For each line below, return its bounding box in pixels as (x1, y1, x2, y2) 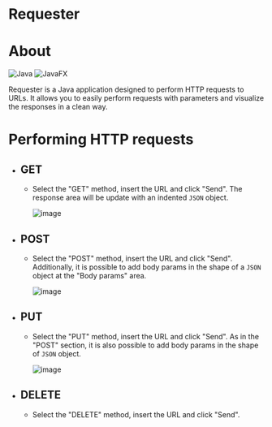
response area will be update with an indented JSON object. (32, 192, 229, 203)
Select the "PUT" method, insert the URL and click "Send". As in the (32, 331, 260, 341)
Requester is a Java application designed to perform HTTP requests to (8, 84, 244, 94)
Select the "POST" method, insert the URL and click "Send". (32, 253, 233, 263)
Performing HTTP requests (8, 131, 194, 149)
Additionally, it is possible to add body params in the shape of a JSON (32, 261, 261, 272)
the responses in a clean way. (8, 102, 108, 112)
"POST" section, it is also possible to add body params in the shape (32, 340, 259, 350)
